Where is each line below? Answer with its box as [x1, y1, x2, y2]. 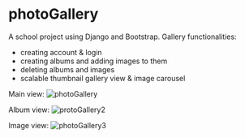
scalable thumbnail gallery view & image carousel [19, 73, 186, 83]
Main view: [8, 88, 45, 98]
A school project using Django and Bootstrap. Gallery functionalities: [8, 32, 237, 41]
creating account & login [19, 47, 103, 57]
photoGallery [8, 5, 99, 24]
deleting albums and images [19, 64, 115, 74]
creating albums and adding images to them [19, 56, 168, 66]
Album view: [8, 105, 50, 114]
